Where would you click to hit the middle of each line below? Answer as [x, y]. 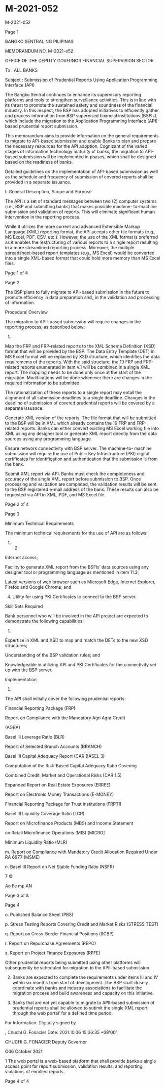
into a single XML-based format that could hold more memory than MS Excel [83, 258]
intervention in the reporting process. [43, 217]
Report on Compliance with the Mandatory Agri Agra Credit [65, 718]
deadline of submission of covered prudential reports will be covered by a [80, 403]
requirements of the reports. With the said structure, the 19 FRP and [74, 362]
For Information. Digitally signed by [41, 1023]
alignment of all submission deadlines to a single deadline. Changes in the [80, 397]
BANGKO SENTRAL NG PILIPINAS [39, 41]
